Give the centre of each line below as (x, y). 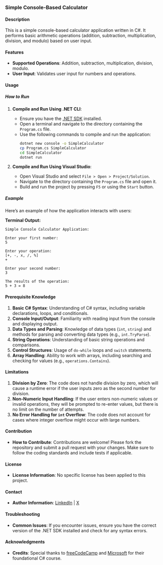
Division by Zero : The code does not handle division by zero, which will (85, 383)
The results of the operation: (37, 282)
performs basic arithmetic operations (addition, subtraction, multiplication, (81, 36)
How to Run (17, 96)
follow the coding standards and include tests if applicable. (72, 452)
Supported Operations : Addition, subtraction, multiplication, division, (83, 63)
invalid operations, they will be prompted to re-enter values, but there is (85, 404)
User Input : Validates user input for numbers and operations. (74, 74)
